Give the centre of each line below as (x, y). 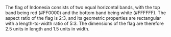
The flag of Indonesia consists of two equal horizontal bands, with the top (83, 7)
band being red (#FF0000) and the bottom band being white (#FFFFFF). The (86, 13)
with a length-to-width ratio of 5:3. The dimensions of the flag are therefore (85, 23)
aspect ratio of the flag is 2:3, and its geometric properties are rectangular (83, 18)
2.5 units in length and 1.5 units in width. (47, 29)
